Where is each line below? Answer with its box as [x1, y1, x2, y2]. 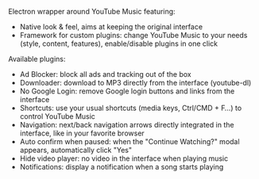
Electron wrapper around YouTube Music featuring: [8, 7, 176, 16]
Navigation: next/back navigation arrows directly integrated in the [19, 120, 234, 129]
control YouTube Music [19, 112, 95, 121]
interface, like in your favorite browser [19, 128, 145, 138]
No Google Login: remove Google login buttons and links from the [19, 86, 235, 96]
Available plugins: [8, 55, 66, 63]
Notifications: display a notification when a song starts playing [19, 162, 224, 171]
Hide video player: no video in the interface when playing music [19, 154, 229, 163]
